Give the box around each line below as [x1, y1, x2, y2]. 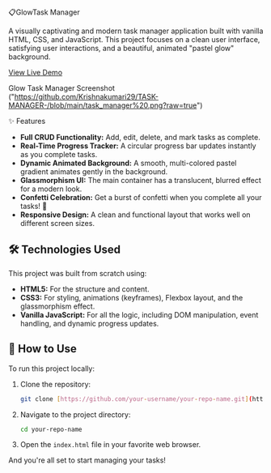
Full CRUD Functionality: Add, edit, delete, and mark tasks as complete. [19, 133, 260, 142]
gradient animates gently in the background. [19, 167, 168, 177]
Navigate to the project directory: [19, 409, 131, 420]
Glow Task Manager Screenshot [8, 83, 116, 92]
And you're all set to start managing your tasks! [8, 455, 166, 465]
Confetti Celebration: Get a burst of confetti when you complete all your [19, 193, 262, 202]
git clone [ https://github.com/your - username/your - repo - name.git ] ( [19, 394, 253, 403]
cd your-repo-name [19, 425, 83, 433]
